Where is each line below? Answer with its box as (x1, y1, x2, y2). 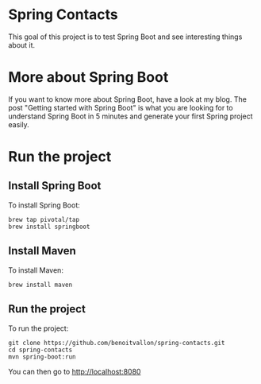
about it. (8, 40, 36, 49)
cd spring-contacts (8, 346, 73, 354)
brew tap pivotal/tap (8, 215, 80, 223)
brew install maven (8, 281, 73, 289)
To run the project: (8, 324, 69, 333)
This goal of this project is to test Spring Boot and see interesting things (8, 32, 243, 41)
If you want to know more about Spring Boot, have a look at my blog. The (8, 94, 248, 104)
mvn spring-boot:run (8, 352, 77, 361)
